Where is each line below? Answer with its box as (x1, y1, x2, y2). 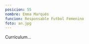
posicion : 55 (5, 7, 32, 12)
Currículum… (5, 34, 32, 40)
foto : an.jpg (5, 21, 32, 26)
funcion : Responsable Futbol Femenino (5, 16, 84, 21)
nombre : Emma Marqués (5, 12, 49, 17)
